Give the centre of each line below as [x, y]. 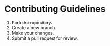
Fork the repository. [32, 23]
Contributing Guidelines [55, 9]
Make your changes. [33, 33]
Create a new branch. [34, 27]
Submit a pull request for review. [45, 38]
